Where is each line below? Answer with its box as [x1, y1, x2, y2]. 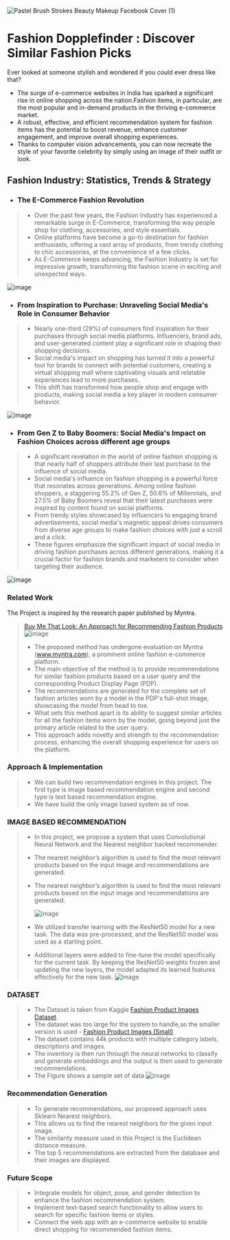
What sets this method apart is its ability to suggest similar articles [34, 709, 222, 717]
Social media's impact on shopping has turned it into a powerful [34, 354, 215, 362]
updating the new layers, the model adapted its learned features [34, 966, 216, 974]
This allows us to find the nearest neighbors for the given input [34, 1119, 212, 1127]
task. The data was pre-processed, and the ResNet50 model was [34, 931, 218, 939]
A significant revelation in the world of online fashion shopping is [34, 452, 218, 461]
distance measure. [34, 1141, 87, 1149]
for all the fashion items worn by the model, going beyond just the [34, 715, 220, 724]
